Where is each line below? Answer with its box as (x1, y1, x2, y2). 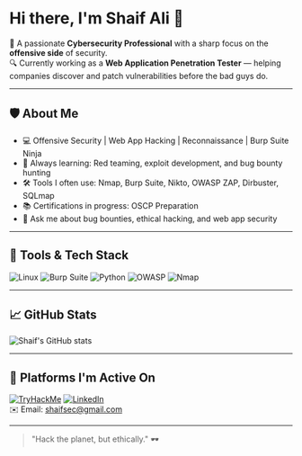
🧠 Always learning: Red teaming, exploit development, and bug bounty (22, 157, 283, 168)
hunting (22, 166, 51, 178)
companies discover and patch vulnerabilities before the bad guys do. (9, 70, 269, 81)
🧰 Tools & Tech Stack (9, 247, 129, 264)
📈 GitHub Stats (9, 307, 97, 322)
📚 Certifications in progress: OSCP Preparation (22, 200, 200, 210)
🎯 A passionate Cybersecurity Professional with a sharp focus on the (9, 38, 269, 49)
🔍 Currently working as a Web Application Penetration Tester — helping (9, 58, 281, 68)
